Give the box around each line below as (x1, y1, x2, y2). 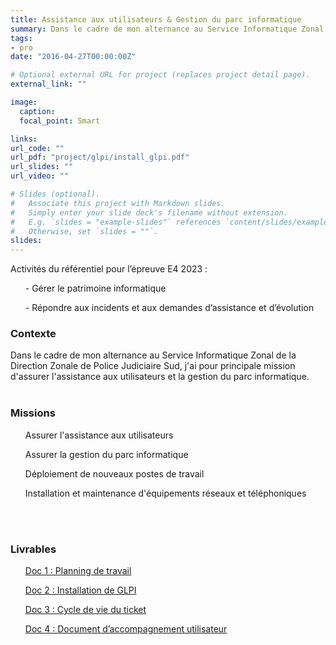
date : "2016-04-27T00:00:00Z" (10, 52, 137, 62)
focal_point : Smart (19, 116, 101, 126)
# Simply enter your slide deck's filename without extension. (10, 207, 288, 218)
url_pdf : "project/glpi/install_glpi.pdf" (10, 152, 190, 163)
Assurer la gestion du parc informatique (24, 448, 189, 460)
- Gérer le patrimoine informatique (24, 282, 167, 295)
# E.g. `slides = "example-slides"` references (10, 217, 222, 227)
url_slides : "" (10, 162, 74, 172)
